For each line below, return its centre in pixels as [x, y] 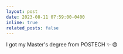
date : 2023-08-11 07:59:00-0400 [45, 17]
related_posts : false [33, 28]
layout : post [22, 11]
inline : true [22, 22]
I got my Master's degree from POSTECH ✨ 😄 [62, 45]
